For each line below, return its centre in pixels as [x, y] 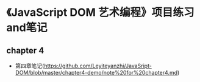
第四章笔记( [30, 66]
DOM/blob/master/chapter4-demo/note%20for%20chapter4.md [96, 73]
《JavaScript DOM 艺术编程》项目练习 [100, 12]
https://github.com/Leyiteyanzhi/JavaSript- [98, 66]
